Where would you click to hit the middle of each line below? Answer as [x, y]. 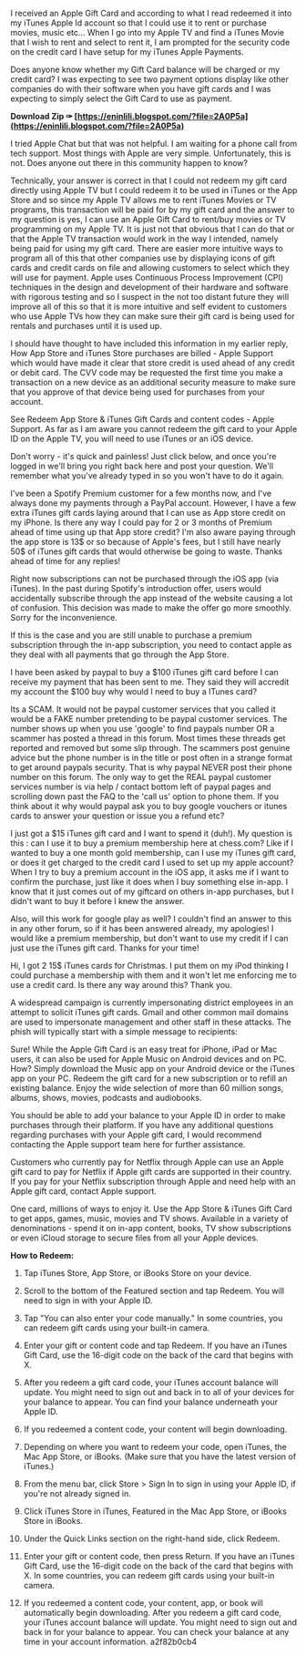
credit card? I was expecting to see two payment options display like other [150, 79]
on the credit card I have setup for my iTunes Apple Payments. [127, 52]
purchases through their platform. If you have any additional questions [142, 1125]
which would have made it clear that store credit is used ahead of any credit [153, 363]
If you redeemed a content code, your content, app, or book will [143, 1603]
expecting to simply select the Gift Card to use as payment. [122, 98]
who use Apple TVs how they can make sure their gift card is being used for [153, 316]
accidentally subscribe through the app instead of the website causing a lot [152, 598]
